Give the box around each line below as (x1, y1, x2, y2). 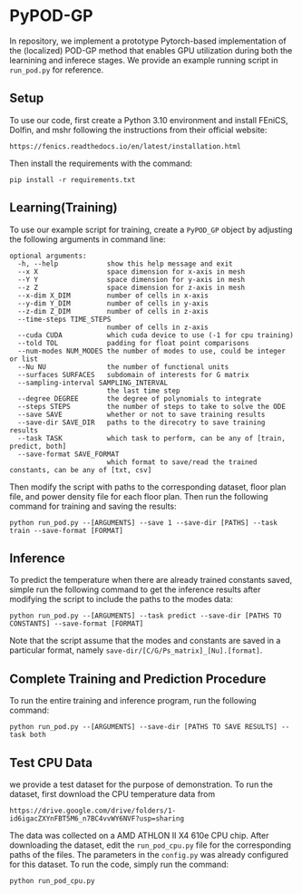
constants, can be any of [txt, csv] (9, 465, 152, 474)
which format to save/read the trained (106, 457, 258, 467)
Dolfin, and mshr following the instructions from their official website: (9, 124, 268, 135)
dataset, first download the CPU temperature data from (9, 789, 216, 799)
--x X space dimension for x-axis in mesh (17, 267, 246, 277)
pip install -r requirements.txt (9, 175, 136, 184)
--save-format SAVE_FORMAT (17, 450, 120, 459)
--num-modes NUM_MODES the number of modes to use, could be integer (17, 346, 286, 355)
